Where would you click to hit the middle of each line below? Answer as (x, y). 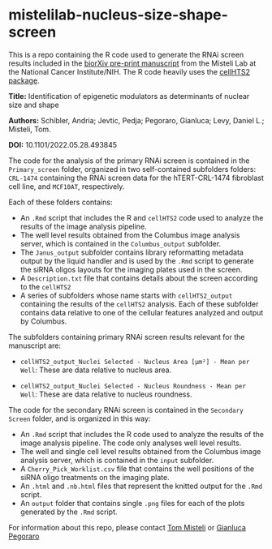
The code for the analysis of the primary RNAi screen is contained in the (129, 161)
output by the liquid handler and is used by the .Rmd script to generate (137, 260)
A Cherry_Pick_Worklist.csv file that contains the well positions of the (137, 469)
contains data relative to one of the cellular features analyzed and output (142, 312)
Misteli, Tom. (30, 129)
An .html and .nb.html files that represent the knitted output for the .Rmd (141, 486)
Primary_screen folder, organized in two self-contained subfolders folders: (132, 169)
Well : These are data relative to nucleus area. (96, 370)
